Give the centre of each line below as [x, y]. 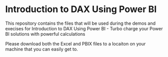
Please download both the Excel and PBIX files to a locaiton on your [76, 43]
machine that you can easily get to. [42, 49]
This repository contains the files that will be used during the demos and [80, 23]
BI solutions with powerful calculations [45, 34]
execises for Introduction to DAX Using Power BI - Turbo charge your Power [84, 28]
